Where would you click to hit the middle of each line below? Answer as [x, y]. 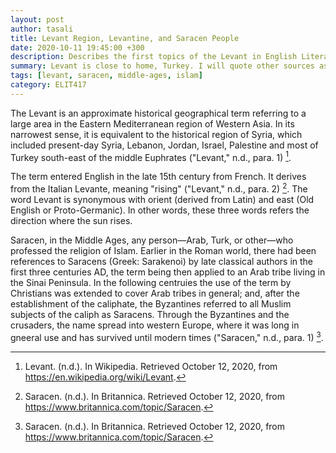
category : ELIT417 [48, 85]
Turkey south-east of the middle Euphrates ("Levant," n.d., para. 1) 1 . [151, 156]
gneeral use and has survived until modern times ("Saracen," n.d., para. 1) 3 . [167, 336]
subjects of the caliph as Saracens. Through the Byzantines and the [150, 315]
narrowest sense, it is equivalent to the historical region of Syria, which [156, 134]
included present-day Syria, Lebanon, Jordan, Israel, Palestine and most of [164, 145]
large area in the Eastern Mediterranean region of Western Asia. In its [152, 123]
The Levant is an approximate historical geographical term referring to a [158, 113]
